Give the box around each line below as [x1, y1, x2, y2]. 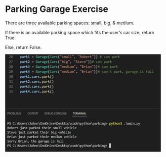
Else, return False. [5, 44, 42, 50]
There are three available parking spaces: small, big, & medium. [5, 20, 134, 26]
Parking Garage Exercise [5, 3, 109, 15]
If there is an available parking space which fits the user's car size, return [5, 29, 155, 35]
